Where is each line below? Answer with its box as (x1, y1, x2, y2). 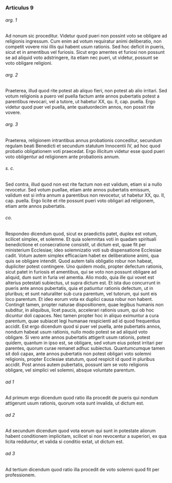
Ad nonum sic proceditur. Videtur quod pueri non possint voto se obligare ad (5, 33, 167, 39)
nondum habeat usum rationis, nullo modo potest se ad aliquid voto (5, 329, 148, 335)
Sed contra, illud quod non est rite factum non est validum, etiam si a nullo (5, 181, 162, 187)
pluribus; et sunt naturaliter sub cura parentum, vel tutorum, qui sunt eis (5, 291, 158, 297)
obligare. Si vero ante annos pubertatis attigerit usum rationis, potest (5, 334, 150, 340)
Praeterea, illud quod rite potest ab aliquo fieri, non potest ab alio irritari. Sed (5, 88, 167, 94)
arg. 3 (5, 121, 18, 127)
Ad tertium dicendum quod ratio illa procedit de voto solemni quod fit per (5, 466, 160, 472)
